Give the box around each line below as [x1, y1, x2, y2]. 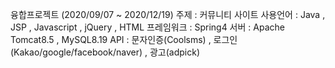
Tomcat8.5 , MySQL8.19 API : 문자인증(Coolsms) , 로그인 [10, 34, 238, 45]
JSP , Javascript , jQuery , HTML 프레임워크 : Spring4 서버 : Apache [10, 21, 285, 33]
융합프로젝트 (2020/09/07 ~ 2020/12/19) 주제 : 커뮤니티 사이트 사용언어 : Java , [10, 9, 326, 20]
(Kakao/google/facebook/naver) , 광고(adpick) [10, 46, 201, 58]
